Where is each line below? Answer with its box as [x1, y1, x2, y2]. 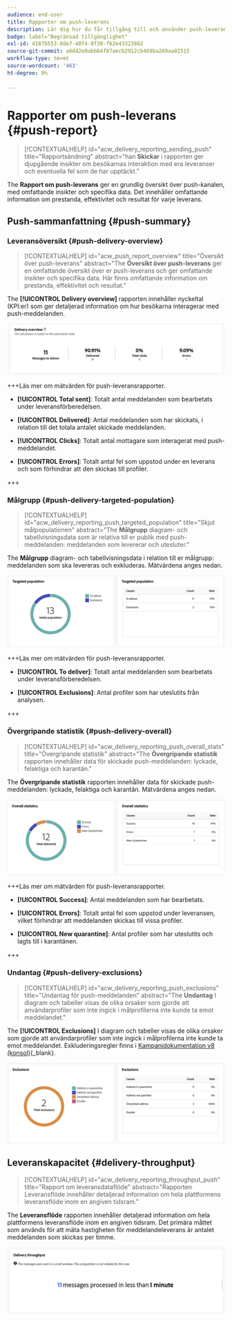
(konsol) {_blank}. [7, 1049, 57, 1057]
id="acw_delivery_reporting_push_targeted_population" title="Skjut [23, 518, 215, 527]
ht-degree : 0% [7, 69, 48, 76]
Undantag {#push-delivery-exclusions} [7, 968, 143, 977]
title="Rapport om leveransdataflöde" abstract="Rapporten [23, 1182, 192, 1191]
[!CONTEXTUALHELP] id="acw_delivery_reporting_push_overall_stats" [23, 742, 224, 750]
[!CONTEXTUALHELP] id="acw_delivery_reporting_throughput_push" [23, 1175, 221, 1184]
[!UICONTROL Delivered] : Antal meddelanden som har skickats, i [17, 415, 204, 424]
